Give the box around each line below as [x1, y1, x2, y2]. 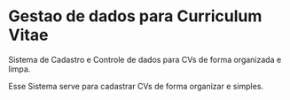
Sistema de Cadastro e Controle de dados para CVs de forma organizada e [8, 54, 282, 65]
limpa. [8, 64, 31, 74]
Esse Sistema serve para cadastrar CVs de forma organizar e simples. [8, 81, 263, 91]
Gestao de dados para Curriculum [8, 6, 263, 27]
